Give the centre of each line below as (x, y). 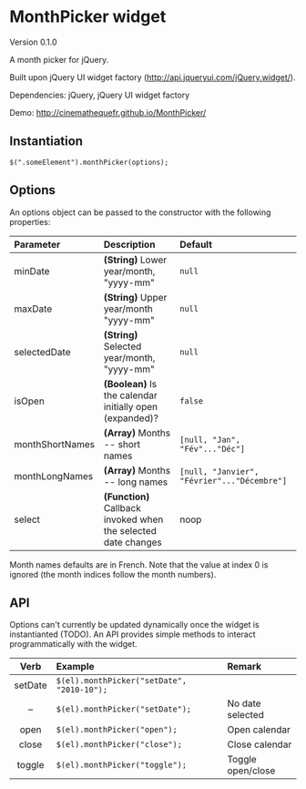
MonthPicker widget (88, 17)
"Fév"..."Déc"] (212, 449)
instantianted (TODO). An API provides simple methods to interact (133, 634)
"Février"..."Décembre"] (233, 481)
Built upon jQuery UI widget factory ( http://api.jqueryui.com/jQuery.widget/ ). (153, 77)
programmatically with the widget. (74, 644)
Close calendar (260, 744)
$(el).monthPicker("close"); (119, 745)
